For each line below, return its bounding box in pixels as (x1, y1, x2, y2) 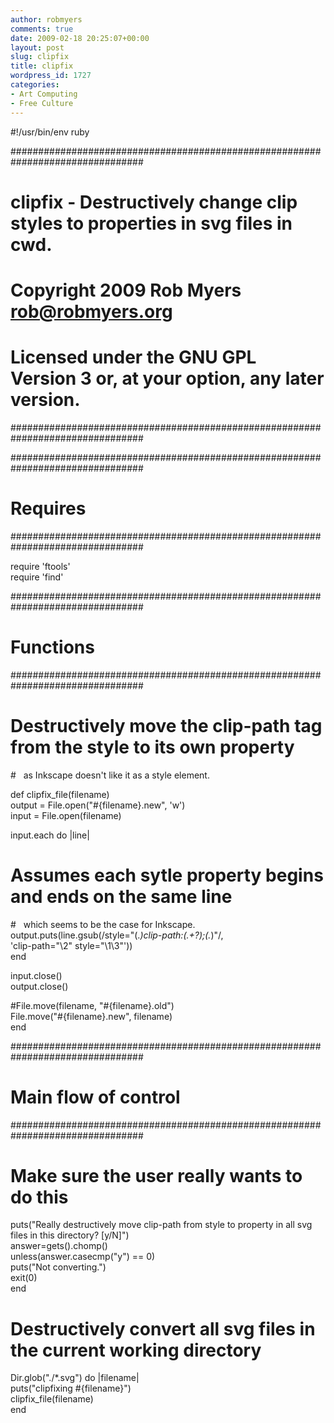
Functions (10, 636, 95, 658)
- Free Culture (10, 98, 74, 108)
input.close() (10, 969, 63, 981)
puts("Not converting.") (10, 1261, 107, 1273)
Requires (10, 497, 87, 520)
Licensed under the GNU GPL (10, 346, 257, 369)
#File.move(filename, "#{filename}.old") (10, 999, 175, 1011)
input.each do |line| (10, 829, 90, 841)
